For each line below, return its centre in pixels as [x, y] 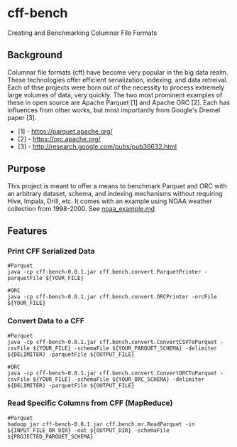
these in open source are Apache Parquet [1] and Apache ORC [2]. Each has [119, 102]
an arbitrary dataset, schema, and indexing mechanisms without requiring [115, 193]
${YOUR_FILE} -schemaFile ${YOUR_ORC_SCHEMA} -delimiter [118, 379]
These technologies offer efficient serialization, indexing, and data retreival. [118, 80]
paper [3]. [22, 117]
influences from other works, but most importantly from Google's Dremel [114, 110]
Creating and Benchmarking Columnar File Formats [82, 33]
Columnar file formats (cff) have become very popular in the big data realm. [118, 72]
